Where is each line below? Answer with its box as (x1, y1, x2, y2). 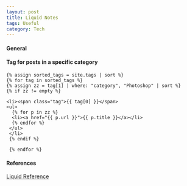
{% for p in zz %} (12, 109, 59, 115)
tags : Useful (6, 20, 40, 26)
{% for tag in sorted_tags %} (6, 77, 83, 84)
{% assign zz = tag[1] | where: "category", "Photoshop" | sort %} (6, 83, 182, 89)
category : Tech (6, 26, 45, 32)
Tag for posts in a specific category (6, 58, 98, 66)
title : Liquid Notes (6, 15, 59, 21)
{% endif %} (9, 136, 40, 142)
